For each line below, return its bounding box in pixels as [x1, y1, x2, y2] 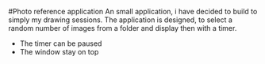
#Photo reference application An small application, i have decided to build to [8, 7, 258, 16]
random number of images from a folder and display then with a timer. [8, 24, 237, 32]
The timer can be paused [19, 39, 102, 48]
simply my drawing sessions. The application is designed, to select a [8, 15, 232, 24]
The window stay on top [19, 47, 99, 56]
